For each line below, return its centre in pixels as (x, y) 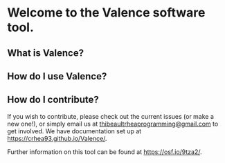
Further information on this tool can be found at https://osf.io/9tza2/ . (105, 152)
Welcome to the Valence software (106, 13)
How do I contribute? (53, 100)
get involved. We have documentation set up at (74, 131)
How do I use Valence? (57, 76)
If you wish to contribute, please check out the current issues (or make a (111, 116)
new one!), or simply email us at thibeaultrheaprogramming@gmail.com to (113, 124)
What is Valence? (46, 53)
